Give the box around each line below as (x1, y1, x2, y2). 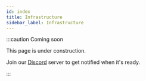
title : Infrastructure (6, 14, 63, 20)
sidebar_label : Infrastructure (6, 20, 84, 25)
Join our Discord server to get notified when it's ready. (6, 59, 141, 66)
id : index (6, 8, 31, 15)
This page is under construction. (6, 47, 86, 54)
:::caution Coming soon (6, 36, 64, 43)
